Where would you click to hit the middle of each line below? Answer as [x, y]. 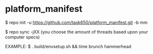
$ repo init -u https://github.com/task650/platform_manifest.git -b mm [76, 22]
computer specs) [22, 37]
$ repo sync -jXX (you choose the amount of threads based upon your [76, 32]
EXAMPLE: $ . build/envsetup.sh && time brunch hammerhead [68, 46]
